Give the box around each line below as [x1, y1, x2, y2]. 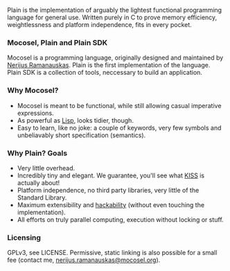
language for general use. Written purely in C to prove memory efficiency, [7, 13, 218, 21]
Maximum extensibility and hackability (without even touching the [17, 200, 205, 209]
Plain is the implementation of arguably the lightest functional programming [7, 6, 222, 14]
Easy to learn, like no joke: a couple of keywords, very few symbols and [17, 123, 222, 132]
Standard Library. [17, 193, 67, 202]
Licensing [7, 232, 42, 242]
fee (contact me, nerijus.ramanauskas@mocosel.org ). [7, 256, 161, 264]
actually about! [17, 178, 60, 186]
